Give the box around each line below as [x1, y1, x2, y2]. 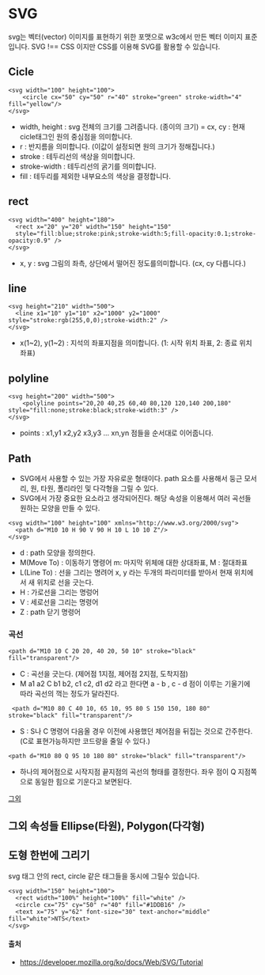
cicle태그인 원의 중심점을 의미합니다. [19, 131, 133, 141]
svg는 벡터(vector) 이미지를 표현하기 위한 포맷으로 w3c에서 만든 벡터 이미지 [8, 32, 244, 41]
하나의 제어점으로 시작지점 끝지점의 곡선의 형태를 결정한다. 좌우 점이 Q [19, 767, 237, 776]
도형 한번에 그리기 [8, 848, 90, 863]
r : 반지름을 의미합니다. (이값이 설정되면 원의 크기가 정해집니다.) [19, 142, 215, 151]
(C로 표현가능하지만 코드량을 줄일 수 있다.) [19, 737, 150, 746]
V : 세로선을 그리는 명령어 [19, 598, 99, 606]
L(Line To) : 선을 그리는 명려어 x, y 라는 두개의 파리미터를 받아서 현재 [19, 567, 233, 577]
